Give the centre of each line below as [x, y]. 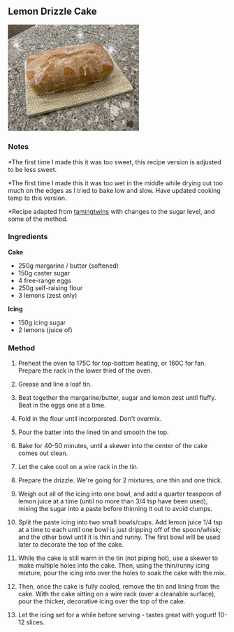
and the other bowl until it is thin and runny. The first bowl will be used [119, 537]
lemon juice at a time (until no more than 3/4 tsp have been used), [113, 501]
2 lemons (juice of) [45, 330]
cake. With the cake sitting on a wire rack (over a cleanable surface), [117, 594]
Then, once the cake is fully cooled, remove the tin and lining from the [119, 587]
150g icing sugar [42, 322]
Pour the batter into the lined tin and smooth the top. [94, 432]
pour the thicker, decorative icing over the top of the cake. [102, 601]
